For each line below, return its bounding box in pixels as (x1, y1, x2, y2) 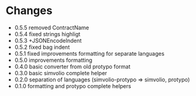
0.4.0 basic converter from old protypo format (14, 62, 131, 70)
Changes (5, 4, 53, 18)
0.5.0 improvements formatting (14, 56, 93, 64)
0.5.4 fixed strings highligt (14, 30, 81, 37)
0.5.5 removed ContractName (14, 24, 89, 31)
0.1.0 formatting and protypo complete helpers (14, 82, 132, 89)
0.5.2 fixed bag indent (14, 43, 70, 51)
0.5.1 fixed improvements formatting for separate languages (14, 50, 165, 57)
